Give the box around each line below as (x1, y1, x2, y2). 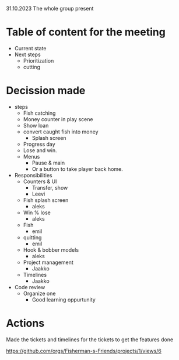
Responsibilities (14, 172, 52, 179)
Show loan (23, 122, 49, 129)
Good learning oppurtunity (31, 296, 96, 303)
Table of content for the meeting (6, 26, 166, 39)
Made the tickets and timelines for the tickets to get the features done (6, 336, 174, 343)
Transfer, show (31, 184, 68, 191)
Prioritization (23, 57, 54, 64)
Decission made (6, 84, 86, 97)
